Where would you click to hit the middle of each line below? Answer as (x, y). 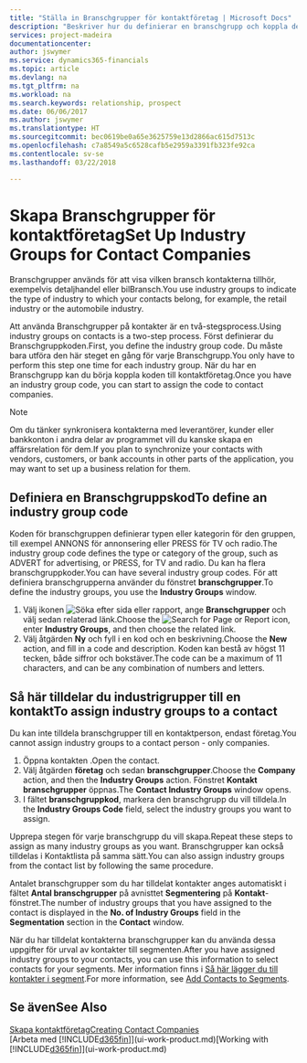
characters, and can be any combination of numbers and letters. (143, 668)
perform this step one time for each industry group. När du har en (133, 366)
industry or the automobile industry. (77, 309)
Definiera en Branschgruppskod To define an (138, 498)
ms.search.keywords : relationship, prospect (95, 103)
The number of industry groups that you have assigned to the (156, 903)
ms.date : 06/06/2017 (49, 112)
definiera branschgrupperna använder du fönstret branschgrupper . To (142, 582)
